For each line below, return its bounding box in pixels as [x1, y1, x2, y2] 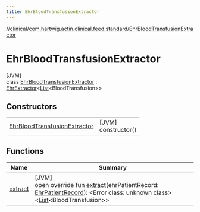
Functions [6, 146, 45, 156]
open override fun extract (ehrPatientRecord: [35, 181, 159, 189]
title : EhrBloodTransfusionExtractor [6, 8, 100, 15]
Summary [98, 164, 127, 172]
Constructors [6, 102, 57, 112]
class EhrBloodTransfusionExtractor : [6, 78, 98, 85]
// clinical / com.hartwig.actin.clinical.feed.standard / [6, 25, 130, 32]
